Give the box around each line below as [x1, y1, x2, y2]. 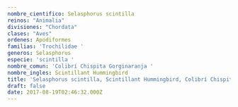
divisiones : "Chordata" [7, 23, 78, 30]
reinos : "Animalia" [7, 17, 65, 24]
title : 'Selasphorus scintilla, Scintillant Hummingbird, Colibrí [7, 75, 208, 83]
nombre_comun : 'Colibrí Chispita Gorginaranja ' [7, 63, 154, 70]
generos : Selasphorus [7, 50, 72, 57]
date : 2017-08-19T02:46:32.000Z [7, 89, 103, 96]
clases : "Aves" [7, 30, 52, 37]
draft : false [7, 82, 46, 89]
